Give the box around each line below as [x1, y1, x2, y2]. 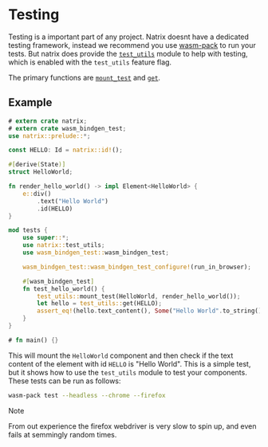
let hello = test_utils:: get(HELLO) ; [37, 300, 162, 308]
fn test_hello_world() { [22, 284, 105, 292]
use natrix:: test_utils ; [22, 241, 105, 249]
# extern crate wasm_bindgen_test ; [8, 124, 127, 132]
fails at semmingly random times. [8, 429, 117, 439]
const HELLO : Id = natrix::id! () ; [8, 146, 124, 155]
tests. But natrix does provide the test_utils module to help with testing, [8, 49, 249, 58]
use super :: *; [22, 233, 69, 242]
